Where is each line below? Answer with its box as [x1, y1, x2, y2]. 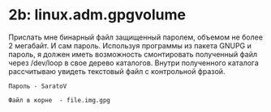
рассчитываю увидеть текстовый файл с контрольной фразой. [8, 66, 226, 76]
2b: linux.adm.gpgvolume [8, 6, 187, 24]
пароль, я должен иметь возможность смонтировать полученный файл [8, 49, 258, 59]
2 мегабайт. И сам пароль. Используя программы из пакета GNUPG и [8, 40, 252, 50]
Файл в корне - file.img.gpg [8, 96, 111, 104]
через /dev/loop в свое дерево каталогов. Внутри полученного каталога [8, 58, 260, 68]
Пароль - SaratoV [8, 82, 67, 90]
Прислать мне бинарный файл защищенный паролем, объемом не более [8, 32, 264, 42]
